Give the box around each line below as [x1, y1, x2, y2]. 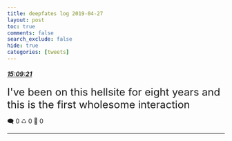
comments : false [7, 29, 54, 37]
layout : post [7, 17, 45, 23]
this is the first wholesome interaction [7, 98, 191, 111]
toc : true [7, 23, 36, 30]
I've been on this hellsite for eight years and [7, 86, 221, 99]
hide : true [7, 42, 39, 49]
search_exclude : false [7, 36, 72, 43]
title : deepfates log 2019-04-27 [7, 10, 104, 17]
